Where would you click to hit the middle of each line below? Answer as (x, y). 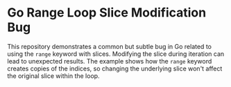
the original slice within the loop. (53, 76)
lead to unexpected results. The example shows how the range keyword (110, 61)
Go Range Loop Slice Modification (107, 13)
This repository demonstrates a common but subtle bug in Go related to (109, 46)
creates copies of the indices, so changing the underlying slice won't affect (115, 68)
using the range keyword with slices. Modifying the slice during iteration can (116, 54)
